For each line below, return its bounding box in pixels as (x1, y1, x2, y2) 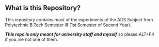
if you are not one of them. (5, 36, 58, 42)
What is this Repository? (5, 4, 81, 12)
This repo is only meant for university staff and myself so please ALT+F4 (5, 31, 154, 37)
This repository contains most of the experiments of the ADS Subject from (5, 16, 153, 22)
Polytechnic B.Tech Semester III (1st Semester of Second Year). (5, 22, 132, 28)
